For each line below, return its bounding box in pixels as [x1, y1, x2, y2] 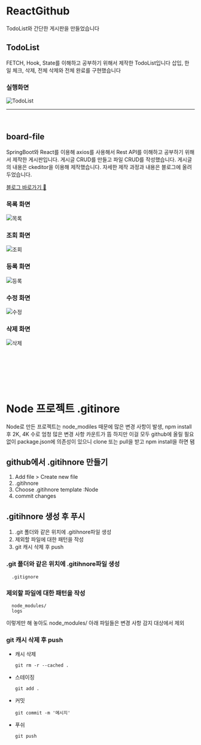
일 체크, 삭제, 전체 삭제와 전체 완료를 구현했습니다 [6, 67, 121, 74]
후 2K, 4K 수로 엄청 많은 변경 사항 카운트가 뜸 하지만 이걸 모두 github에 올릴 [6, 430, 184, 438]
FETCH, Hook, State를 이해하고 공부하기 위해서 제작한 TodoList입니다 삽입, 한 [6, 59, 190, 67]
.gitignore [11, 574, 39, 580]
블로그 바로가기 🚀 [6, 183, 47, 191]
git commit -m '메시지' [14, 710, 71, 716]
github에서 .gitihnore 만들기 [6, 457, 108, 467]
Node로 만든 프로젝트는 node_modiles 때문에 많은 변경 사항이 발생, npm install [6, 423, 192, 430]
